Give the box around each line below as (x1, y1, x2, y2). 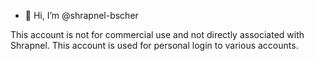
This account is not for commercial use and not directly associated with (10, 29, 305, 40)
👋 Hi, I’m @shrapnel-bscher (24, 10, 139, 21)
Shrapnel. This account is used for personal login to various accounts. (10, 40, 299, 51)
